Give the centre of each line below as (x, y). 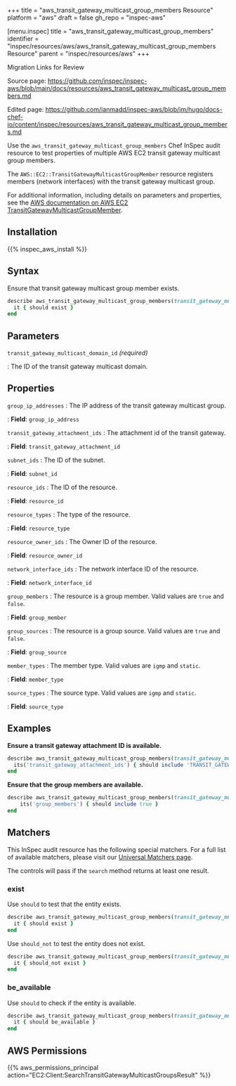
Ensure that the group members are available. (76, 785)
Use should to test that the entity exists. (64, 904)
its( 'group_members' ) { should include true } (89, 804)
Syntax (23, 271)
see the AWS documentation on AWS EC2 (68, 202)
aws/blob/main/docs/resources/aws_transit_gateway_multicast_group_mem (117, 88)
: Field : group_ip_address (43, 419)
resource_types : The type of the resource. (69, 514)
